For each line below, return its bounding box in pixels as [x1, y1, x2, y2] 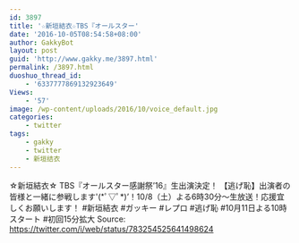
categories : [9, 113, 54, 121]
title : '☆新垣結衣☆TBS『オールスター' [9, 21, 140, 30]
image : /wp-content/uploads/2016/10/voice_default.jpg [9, 105, 218, 113]
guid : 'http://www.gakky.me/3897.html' [9, 54, 158, 63]
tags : [9, 130, 30, 138]
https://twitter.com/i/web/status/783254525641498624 [9, 223, 214, 234]
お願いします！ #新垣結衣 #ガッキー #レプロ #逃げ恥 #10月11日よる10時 [24, 202, 288, 213]
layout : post [9, 46, 58, 55]
